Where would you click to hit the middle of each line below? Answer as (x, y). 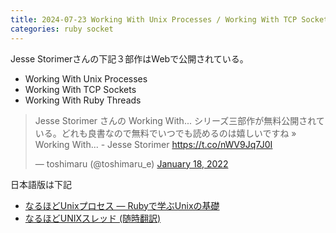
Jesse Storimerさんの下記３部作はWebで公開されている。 (129, 58)
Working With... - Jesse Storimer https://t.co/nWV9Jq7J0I (153, 144)
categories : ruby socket (62, 29)
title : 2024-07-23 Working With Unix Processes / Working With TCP (154, 19)
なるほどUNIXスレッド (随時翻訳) (93, 218)
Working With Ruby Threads (83, 100)
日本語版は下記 (41, 184)
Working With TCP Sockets (80, 89)
